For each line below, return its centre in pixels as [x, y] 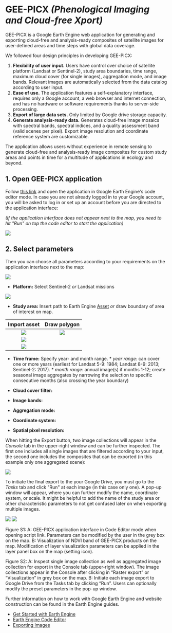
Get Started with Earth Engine [44, 614]
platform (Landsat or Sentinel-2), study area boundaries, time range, [85, 71]
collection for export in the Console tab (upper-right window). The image [82, 567]
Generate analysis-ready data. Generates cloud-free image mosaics [86, 120]
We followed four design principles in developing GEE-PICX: [69, 56]
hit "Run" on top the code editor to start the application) [64, 223]
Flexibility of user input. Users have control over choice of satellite [84, 65]
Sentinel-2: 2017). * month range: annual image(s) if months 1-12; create [89, 369]
